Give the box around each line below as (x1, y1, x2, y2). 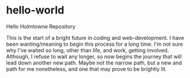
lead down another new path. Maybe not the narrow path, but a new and (6, 59, 182, 66)
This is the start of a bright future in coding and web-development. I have (6, 34, 185, 41)
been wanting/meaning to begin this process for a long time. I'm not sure (6, 40, 183, 48)
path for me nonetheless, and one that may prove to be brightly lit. (6, 65, 167, 72)
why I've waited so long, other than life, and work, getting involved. (6, 46, 169, 53)
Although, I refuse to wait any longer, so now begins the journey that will (6, 53, 182, 60)
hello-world (6, 4, 65, 17)
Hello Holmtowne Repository (6, 23, 76, 30)
